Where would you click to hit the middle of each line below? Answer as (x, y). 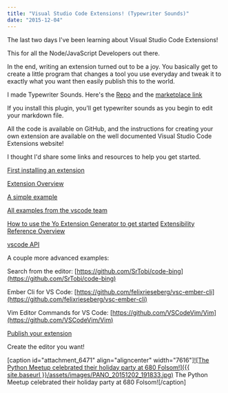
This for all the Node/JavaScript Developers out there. (84, 53)
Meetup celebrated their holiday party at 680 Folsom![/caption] (97, 382)
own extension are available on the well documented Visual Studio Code (110, 136)
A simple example (32, 197)
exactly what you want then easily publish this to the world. (91, 81)
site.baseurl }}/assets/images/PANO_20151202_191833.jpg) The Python (107, 374)
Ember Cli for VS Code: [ (42, 291)
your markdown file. (35, 115)
